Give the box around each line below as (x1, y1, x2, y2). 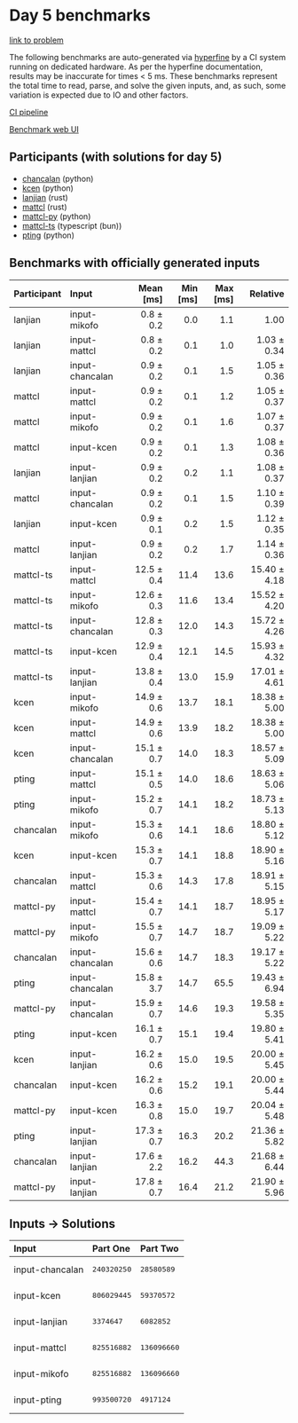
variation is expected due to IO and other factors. (9, 90, 189, 100)
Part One (91, 1243, 131, 1255)
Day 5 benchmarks (9, 5, 151, 26)
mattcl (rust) (21, 201, 68, 212)
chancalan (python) (21, 173, 94, 184)
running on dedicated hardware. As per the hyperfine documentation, (9, 61, 263, 72)
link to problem (9, 35, 64, 45)
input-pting (13, 1394, 62, 1406)
